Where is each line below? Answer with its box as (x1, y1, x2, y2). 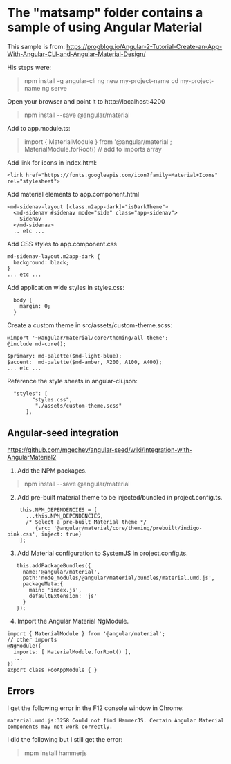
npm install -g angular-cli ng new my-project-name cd (24, 76, 178, 84)
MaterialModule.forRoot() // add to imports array (24, 145, 163, 153)
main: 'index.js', (28, 586, 82, 593)
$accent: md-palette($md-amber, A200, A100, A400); (7, 358, 163, 365)
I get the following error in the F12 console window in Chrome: (7, 704, 185, 712)
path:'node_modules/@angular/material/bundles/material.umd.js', (22, 574, 215, 581)
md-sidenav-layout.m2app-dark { (7, 253, 100, 260)
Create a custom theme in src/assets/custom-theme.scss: (7, 320, 173, 329)
